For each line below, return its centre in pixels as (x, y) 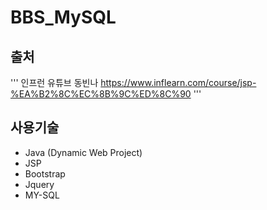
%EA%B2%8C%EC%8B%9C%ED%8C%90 (101, 94)
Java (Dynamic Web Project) (83, 152)
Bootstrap (45, 173)
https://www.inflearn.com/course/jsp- (178, 82)
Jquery (39, 184)
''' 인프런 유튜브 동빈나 (54, 82)
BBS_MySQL (63, 17)
